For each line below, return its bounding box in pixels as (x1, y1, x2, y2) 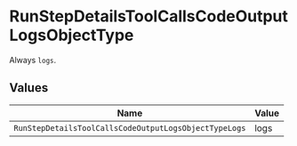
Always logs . (9, 54, 57, 65)
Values (9, 80, 49, 95)
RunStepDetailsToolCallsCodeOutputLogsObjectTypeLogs (13, 123, 246, 133)
